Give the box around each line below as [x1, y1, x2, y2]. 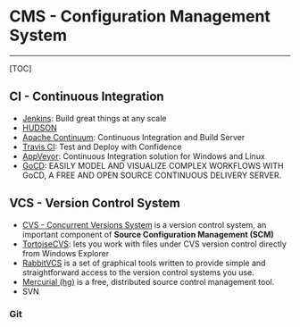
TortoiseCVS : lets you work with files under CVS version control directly [21, 239, 287, 249]
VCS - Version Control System [9, 196, 180, 211]
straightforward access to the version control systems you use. [21, 266, 254, 278]
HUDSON [21, 122, 57, 133]
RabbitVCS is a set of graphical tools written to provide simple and [21, 257, 266, 268]
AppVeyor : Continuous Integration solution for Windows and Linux [21, 150, 265, 162]
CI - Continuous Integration [9, 89, 164, 105]
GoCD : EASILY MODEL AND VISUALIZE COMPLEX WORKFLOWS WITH [21, 160, 284, 171]
